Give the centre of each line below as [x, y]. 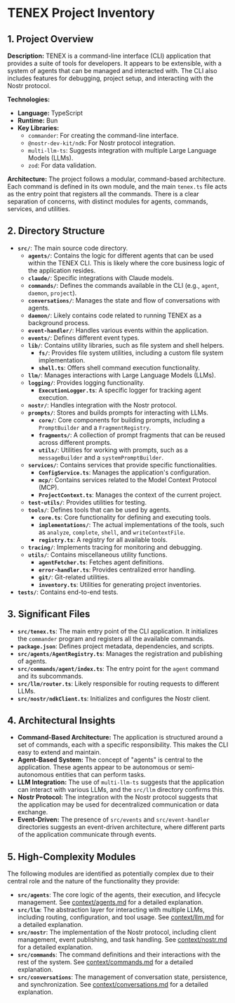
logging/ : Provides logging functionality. [86, 382]
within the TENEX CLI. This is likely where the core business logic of [126, 263]
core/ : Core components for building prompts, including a [122, 420]
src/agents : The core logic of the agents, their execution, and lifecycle [119, 895]
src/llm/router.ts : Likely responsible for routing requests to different [118, 683]
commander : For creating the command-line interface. [103, 135]
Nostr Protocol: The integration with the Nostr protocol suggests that [117, 797]
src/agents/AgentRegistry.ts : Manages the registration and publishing [120, 653]
